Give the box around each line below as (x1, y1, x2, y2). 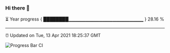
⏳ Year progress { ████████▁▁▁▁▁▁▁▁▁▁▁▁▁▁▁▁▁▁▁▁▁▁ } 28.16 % (5, 16, 164, 22)
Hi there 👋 (5, 4, 30, 11)
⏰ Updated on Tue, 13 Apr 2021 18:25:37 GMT (5, 32, 101, 38)
